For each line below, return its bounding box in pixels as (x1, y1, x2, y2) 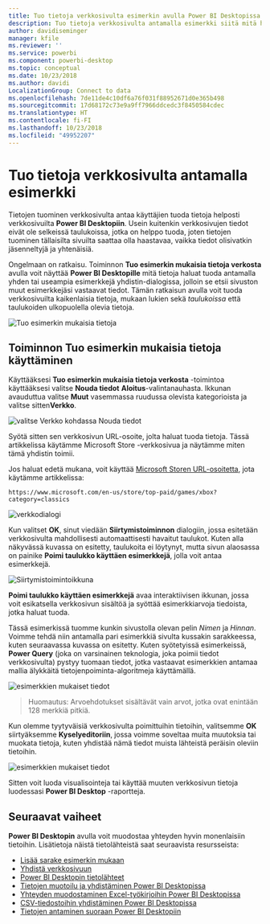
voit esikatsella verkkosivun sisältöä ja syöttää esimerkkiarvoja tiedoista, (8, 599, 247, 609)
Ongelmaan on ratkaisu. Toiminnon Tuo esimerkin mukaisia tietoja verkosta (8, 259, 262, 269)
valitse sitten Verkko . (8, 400, 77, 410)
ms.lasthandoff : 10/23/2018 (8, 124, 103, 132)
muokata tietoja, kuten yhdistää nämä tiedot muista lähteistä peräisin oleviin (8, 738, 259, 748)
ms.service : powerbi (8, 49, 78, 57)
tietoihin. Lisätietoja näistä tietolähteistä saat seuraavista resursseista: (8, 840, 239, 849)
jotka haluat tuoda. (8, 608, 70, 618)
